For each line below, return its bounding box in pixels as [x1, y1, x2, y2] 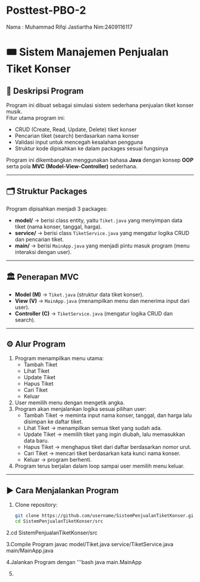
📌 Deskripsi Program [6, 86, 84, 96]
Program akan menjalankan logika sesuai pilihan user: [14, 405, 147, 413]
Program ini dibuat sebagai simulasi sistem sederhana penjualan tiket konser [6, 101, 194, 109]
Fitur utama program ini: [6, 114, 65, 121]
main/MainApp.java [6, 547, 54, 554]
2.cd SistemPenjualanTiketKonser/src [6, 529, 98, 536]
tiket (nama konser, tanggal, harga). [14, 223, 102, 230]
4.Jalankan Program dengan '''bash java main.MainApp [6, 558, 142, 565]
